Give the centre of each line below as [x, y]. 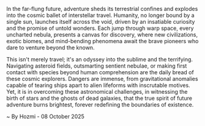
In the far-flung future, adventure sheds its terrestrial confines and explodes [102, 9]
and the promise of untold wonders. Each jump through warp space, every [100, 28]
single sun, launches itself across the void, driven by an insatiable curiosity [101, 22]
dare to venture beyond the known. [50, 47]
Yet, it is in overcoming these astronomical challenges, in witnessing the [97, 92]
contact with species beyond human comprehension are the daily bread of [100, 72]
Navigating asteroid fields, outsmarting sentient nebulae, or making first [97, 66]
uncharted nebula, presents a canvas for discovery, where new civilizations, [102, 35]
